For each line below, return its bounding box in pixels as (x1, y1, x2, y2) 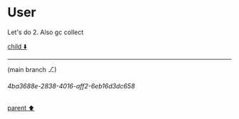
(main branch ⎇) (7, 65, 57, 73)
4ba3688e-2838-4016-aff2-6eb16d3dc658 (7, 81, 135, 90)
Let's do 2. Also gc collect (7, 28, 84, 36)
